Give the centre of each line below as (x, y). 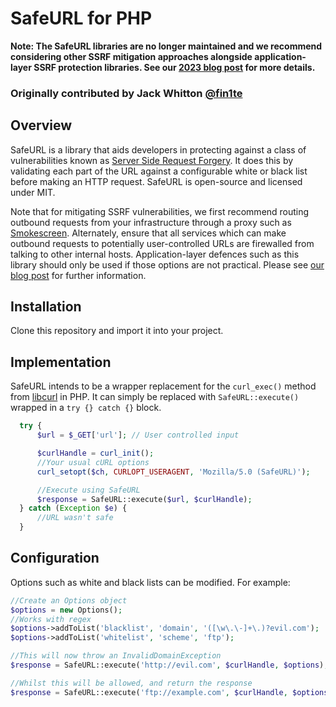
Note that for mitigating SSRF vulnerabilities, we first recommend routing (160, 211)
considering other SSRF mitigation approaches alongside (131, 56)
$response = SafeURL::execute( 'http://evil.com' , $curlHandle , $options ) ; (169, 665)
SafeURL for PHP (81, 18)
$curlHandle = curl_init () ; (95, 453)
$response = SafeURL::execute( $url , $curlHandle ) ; (144, 499)
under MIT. (33, 192)
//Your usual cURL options (93, 462)
